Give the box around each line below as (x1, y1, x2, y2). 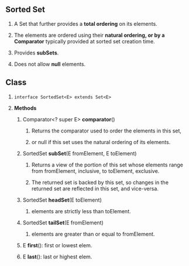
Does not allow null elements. (13, 60, 86, 67)
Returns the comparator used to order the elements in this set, (31, 127, 182, 134)
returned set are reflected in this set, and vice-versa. (31, 185, 159, 192)
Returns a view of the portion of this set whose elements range (31, 161, 184, 168)
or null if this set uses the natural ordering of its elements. (31, 138, 171, 145)
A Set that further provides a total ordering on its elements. (13, 20, 157, 27)
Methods (13, 104, 37, 111)
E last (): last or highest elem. (22, 253, 92, 260)
